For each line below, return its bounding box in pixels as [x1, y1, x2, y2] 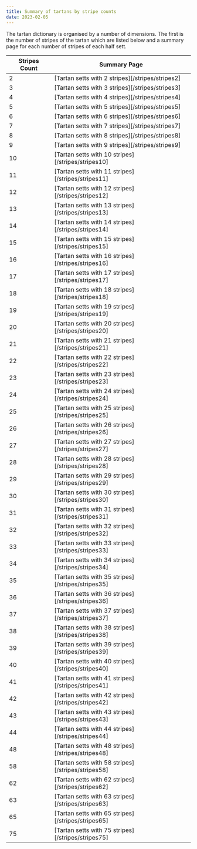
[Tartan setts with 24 [54, 387, 112, 395]
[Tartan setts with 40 [54, 657, 112, 665]
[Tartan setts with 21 [54, 336, 112, 344]
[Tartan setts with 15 [54, 234, 112, 243]
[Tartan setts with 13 [54, 201, 112, 209]
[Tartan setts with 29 [54, 471, 112, 479]
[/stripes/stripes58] [54, 766, 108, 774]
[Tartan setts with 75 [54, 826, 112, 834]
